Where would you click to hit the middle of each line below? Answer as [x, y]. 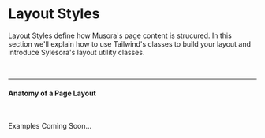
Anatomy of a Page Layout [52, 93]
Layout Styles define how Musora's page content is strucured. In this [120, 35]
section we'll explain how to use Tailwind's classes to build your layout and [129, 43]
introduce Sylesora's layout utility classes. [77, 52]
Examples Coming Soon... [50, 126]
